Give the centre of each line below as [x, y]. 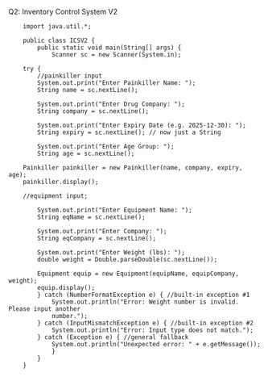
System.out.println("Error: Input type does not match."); [152, 330]
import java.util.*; [57, 27]
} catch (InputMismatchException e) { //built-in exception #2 [145, 323]
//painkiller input [70, 76]
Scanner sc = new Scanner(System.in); [116, 55]
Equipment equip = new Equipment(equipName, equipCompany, [138, 274]
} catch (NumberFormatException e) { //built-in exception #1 [144, 295]
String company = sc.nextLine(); [93, 111]
